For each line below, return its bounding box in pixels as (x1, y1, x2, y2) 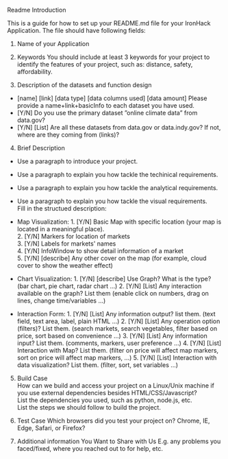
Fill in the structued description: (16, 204, 107, 212)
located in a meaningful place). (16, 225, 105, 233)
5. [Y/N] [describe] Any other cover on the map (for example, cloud (16, 254, 207, 262)
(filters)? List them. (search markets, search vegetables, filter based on (16, 325, 218, 332)
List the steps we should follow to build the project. (16, 403, 161, 411)
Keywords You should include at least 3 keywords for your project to (16, 53, 210, 61)
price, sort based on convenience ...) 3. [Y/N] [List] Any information (16, 332, 207, 340)
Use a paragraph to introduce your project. (16, 157, 138, 165)
